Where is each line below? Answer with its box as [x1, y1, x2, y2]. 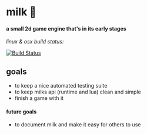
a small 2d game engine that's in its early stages [6, 25, 126, 32]
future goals [6, 108, 37, 115]
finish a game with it [14, 95, 64, 102]
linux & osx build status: [6, 38, 64, 45]
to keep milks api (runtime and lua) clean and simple [14, 88, 141, 96]
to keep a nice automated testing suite [14, 82, 108, 89]
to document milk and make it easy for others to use [14, 121, 141, 128]
